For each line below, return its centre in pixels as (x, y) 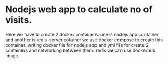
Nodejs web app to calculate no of (79, 9)
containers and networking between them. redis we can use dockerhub (80, 50)
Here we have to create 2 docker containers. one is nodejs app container (82, 34)
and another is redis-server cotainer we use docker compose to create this (84, 40)
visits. (19, 20)
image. (13, 56)
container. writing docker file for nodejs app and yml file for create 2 (77, 45)
